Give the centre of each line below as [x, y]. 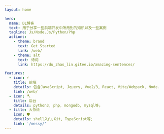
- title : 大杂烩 [25, 110]
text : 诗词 [28, 60]
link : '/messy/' [30, 124]
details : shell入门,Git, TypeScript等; [53, 119]
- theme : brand [29, 42]
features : [15, 73]
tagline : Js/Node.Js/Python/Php [42, 33]
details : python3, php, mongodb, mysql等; [57, 105]
